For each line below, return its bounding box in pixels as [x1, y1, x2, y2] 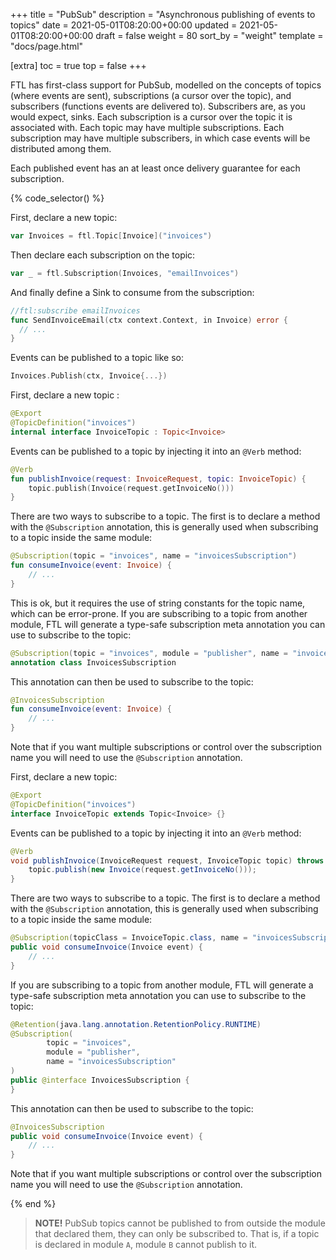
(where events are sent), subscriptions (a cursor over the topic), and [10, 90, 292, 101]
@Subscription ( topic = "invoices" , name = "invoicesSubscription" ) [10, 551, 298, 561]
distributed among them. [10, 143, 112, 154]
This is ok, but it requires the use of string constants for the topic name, [10, 597, 306, 609]
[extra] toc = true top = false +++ [10, 60, 147, 71]
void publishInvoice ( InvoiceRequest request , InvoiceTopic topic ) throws [10, 855, 325, 866]
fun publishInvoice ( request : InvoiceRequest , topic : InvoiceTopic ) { [10, 474, 307, 484]
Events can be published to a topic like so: [10, 352, 185, 364]
